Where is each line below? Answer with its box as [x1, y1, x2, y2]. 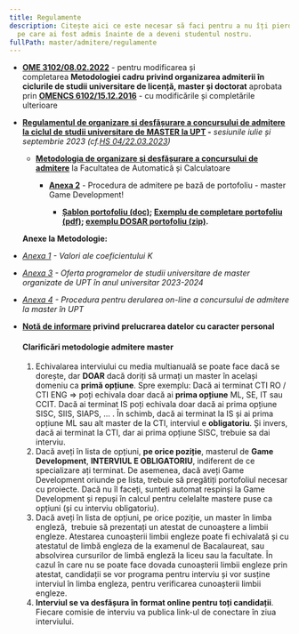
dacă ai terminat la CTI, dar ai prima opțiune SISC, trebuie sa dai [35, 428, 271, 438]
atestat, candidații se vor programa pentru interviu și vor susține [35, 569, 271, 580]
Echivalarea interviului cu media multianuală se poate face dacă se [35, 361, 280, 372]
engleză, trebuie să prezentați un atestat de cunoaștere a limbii [35, 522, 269, 533]
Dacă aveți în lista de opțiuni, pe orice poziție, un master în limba [35, 512, 272, 523]
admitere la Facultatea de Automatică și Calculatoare [35, 163, 231, 173]
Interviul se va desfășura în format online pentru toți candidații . [35, 598, 274, 608]
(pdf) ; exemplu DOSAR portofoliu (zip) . [61, 216, 209, 227]
